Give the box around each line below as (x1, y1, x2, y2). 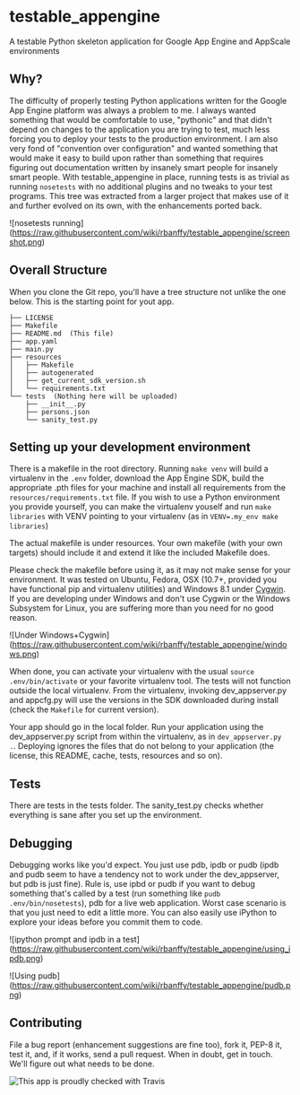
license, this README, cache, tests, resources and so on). (9, 751, 223, 761)
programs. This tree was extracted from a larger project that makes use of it (9, 190, 289, 201)
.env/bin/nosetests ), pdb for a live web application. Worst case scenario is (9, 898, 287, 908)
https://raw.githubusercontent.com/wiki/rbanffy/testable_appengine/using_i (12, 943, 291, 954)
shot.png (9, 236, 43, 248)
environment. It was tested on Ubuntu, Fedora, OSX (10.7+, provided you (9, 574, 278, 585)
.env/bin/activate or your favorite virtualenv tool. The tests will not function (9, 675, 291, 687)
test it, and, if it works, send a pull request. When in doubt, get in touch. (9, 1048, 273, 1059)
